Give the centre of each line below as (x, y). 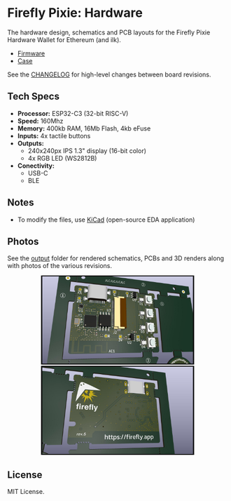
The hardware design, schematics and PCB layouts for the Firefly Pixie (109, 32)
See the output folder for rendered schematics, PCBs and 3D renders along (116, 258)
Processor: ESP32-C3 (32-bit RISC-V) (73, 113)
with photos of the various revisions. (60, 266)
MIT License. (26, 492)
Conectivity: (36, 166)
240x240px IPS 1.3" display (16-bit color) (87, 151)
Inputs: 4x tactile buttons (54, 135)
